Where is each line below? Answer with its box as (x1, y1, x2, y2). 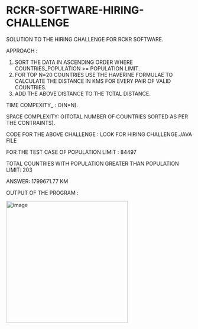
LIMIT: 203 (6, 166, 33, 173)
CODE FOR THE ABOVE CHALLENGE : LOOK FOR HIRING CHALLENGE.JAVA (6, 131, 192, 138)
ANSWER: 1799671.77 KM (6, 178, 69, 185)
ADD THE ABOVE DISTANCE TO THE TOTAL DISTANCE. (14, 90, 151, 97)
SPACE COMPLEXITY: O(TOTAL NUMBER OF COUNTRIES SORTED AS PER (6, 113, 189, 120)
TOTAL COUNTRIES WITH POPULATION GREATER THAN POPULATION (6, 160, 179, 167)
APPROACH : (6, 47, 38, 54)
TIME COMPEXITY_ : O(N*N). (6, 101, 79, 108)
